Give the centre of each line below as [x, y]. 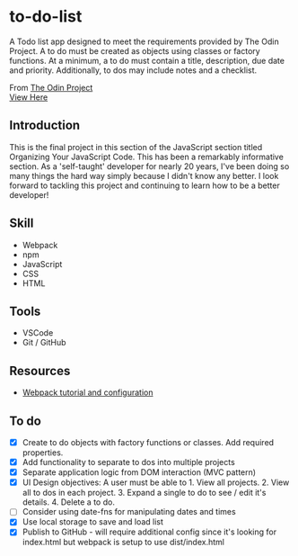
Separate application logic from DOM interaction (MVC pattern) [139, 472]
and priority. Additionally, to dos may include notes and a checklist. [133, 70]
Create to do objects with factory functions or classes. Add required [148, 442]
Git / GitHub [44, 343]
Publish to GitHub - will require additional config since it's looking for [149, 532]
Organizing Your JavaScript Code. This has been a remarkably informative [147, 157]
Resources [40, 371]
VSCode [38, 333]
